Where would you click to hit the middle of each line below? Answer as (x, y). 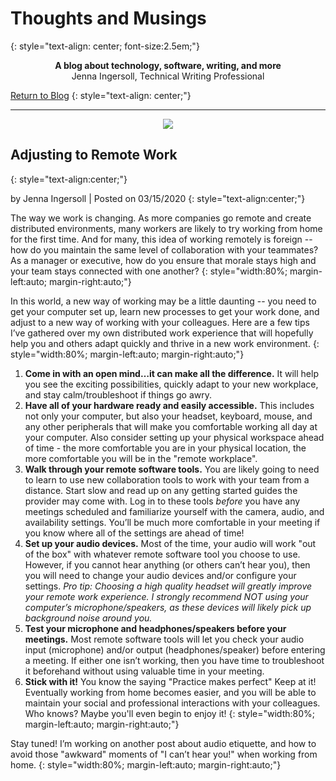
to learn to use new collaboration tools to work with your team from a (167, 479)
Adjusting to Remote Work (94, 155)
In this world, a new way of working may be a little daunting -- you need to (163, 301)
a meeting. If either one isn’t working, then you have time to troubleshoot (174, 660)
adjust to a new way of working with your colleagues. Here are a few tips (160, 322)
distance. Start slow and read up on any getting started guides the (161, 490)
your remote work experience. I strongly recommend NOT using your (166, 596)
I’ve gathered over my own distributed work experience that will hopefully (162, 333)
